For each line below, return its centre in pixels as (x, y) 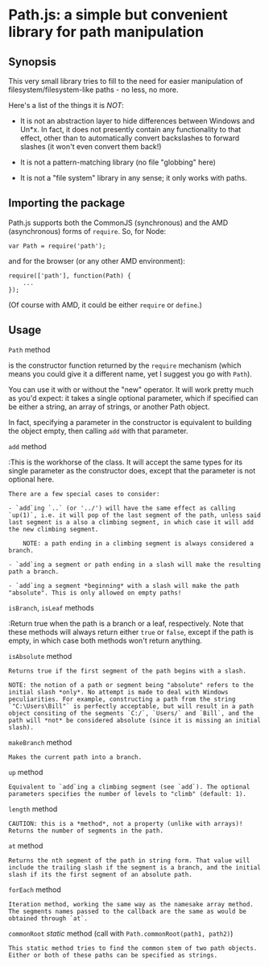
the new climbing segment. (54, 529)
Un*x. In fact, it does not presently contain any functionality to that (130, 129)
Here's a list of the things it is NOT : (66, 105)
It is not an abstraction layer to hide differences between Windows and (137, 121)
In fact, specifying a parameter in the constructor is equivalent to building (130, 422)
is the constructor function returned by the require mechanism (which (125, 365)
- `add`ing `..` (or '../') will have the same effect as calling (122, 508)
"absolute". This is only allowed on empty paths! (95, 593)
